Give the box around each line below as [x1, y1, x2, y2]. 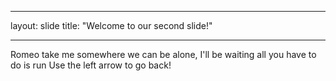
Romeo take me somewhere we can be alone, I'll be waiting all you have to [10, 49, 317, 60]
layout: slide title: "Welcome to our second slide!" [10, 20, 213, 31]
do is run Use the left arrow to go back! [10, 59, 172, 71]
